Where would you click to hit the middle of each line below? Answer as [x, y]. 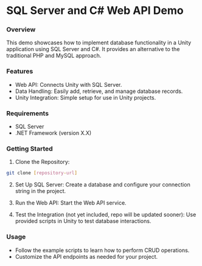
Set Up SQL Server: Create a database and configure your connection [103, 185]
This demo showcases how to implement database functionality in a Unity [99, 43]
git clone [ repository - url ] [42, 173]
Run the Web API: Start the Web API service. [71, 203]
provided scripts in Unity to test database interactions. [83, 221]
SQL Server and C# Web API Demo [95, 11]
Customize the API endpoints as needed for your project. [86, 256]
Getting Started [30, 148]
